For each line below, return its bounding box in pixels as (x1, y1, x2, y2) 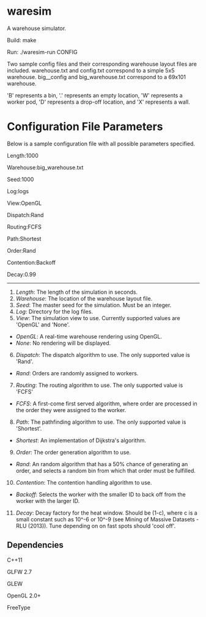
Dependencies (7, 540, 64, 550)
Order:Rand (7, 247, 36, 254)
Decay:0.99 (7, 270, 36, 278)
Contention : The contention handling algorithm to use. (15, 478, 152, 486)
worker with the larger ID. (15, 497, 80, 504)
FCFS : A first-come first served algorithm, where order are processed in (15, 400, 197, 407)
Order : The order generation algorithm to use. (15, 448, 131, 456)
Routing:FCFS (7, 223, 42, 231)
